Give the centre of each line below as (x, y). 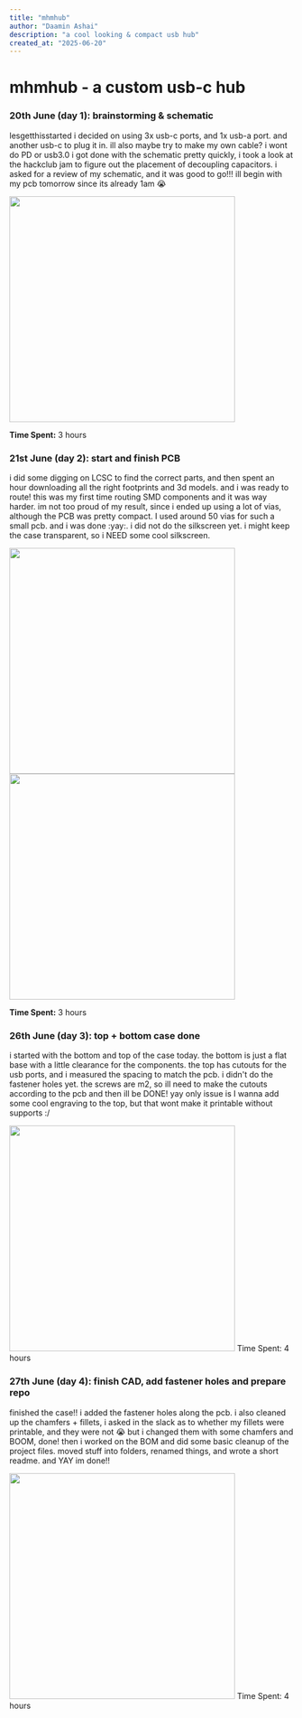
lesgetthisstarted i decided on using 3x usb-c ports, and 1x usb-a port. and (148, 135)
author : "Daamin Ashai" (54, 26)
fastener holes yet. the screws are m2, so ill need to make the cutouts (138, 1084)
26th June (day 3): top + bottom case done (105, 1035)
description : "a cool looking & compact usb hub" (105, 34)
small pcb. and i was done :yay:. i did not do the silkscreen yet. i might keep (150, 526)
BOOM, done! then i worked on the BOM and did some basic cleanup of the (149, 1441)
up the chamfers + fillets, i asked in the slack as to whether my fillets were (147, 1422)
